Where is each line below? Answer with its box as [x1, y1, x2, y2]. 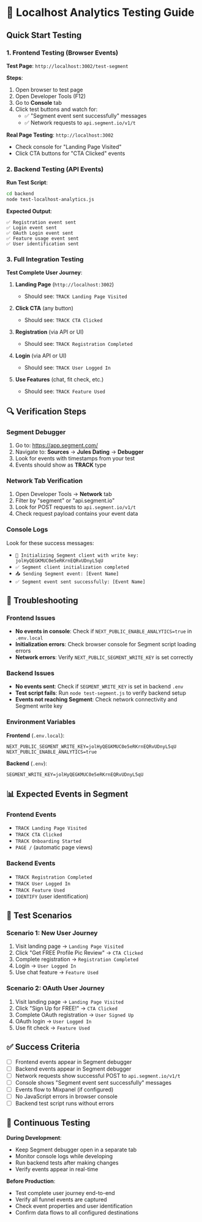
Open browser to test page [15, 86, 84, 93]
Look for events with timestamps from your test [15, 454, 135, 462]
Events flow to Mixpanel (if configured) [15, 1085, 114, 1093]
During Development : [6, 1134, 62, 1141]
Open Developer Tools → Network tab [15, 491, 112, 498]
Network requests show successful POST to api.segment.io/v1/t [15, 1072, 181, 1079]
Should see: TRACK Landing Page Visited [24, 292, 127, 300]
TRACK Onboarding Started [15, 838, 81, 845]
